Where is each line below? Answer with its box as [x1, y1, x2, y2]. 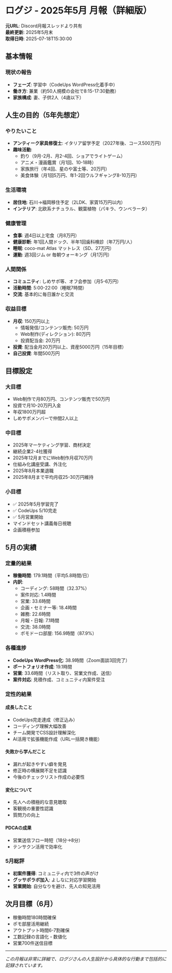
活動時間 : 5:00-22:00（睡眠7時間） [12, 285, 87, 291]
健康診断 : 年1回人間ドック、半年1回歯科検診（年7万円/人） [12, 239, 135, 245]
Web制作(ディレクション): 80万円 [20, 331, 91, 337]
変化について [5, 786, 32, 792]
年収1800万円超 [12, 409, 46, 415]
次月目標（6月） [5, 899, 57, 908]
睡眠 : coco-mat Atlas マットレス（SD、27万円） [12, 245, 114, 251]
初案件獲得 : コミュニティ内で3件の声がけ [12, 870, 99, 876]
